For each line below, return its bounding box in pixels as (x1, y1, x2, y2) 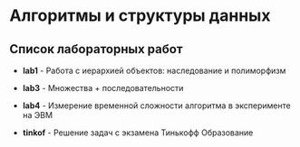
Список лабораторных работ (9, 41, 183, 57)
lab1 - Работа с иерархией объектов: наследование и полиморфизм (22, 65, 286, 76)
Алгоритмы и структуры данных (9, 5, 271, 26)
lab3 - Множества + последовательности (22, 83, 184, 93)
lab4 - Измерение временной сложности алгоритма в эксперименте (22, 100, 292, 111)
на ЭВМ (22, 110, 53, 120)
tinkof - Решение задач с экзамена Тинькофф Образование (22, 127, 254, 138)
